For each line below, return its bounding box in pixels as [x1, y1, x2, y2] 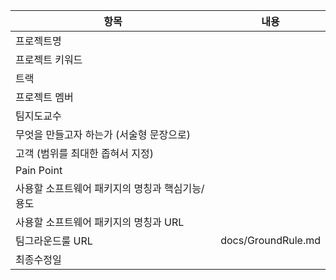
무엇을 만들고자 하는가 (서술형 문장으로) [15, 128, 191, 141]
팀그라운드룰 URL [15, 234, 93, 248]
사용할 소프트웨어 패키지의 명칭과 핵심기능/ [15, 182, 205, 195]
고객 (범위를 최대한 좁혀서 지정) [15, 147, 155, 160]
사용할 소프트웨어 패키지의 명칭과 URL [15, 215, 185, 229]
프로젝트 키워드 [15, 53, 83, 66]
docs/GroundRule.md [220, 234, 321, 247]
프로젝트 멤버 [15, 90, 74, 104]
